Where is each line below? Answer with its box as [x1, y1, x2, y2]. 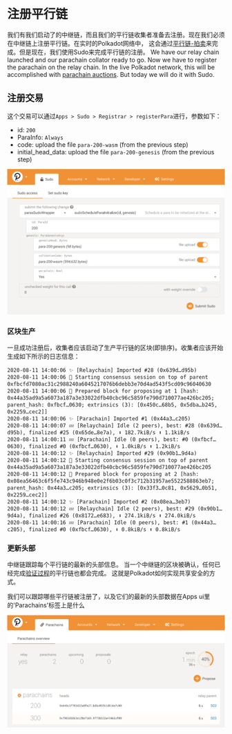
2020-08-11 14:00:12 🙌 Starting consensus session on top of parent [7, 457, 209, 464]
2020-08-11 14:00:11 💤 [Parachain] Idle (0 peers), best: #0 [7, 436, 188, 443]
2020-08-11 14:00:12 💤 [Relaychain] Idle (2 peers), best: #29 [7, 505, 195, 512]
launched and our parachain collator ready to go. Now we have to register [7, 55, 217, 64]
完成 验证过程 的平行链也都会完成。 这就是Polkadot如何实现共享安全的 [12, 569, 209, 578]
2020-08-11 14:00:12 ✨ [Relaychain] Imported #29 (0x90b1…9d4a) [7, 450, 197, 457]
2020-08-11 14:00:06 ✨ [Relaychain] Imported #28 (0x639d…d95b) [7, 367, 197, 374]
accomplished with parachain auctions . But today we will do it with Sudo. [7, 70, 215, 78]
